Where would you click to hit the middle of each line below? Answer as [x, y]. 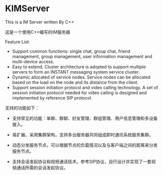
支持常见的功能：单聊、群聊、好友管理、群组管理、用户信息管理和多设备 [85, 118]
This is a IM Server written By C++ [40, 22]
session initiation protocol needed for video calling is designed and [80, 93]
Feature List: [18, 41]
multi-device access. [33, 61]
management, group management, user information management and [82, 56]
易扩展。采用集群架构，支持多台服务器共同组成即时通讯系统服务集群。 [83, 135]
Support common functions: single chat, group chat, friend [71, 51]
